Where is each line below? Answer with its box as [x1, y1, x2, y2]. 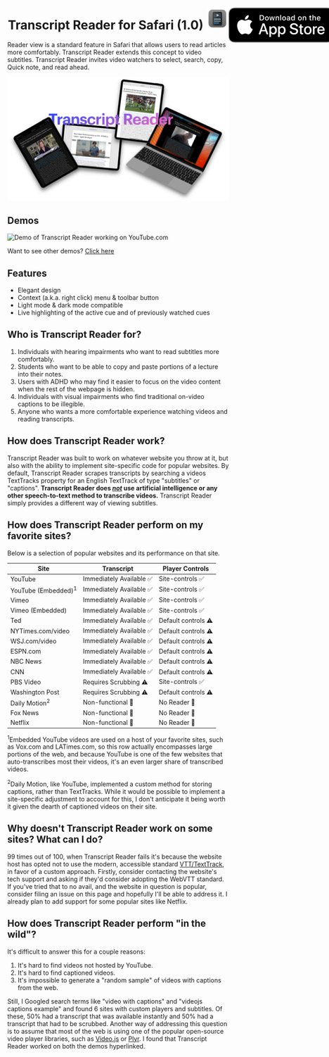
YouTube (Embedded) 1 [10, 585, 77, 595]
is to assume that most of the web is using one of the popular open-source [7, 1027, 224, 1035]
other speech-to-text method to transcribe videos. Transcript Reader [7, 491, 212, 500]
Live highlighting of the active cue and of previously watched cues [17, 308, 210, 317]
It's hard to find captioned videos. [17, 968, 116, 977]
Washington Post [10, 688, 60, 696]
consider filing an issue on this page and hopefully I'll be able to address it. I [7, 890, 228, 898]
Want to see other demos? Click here [7, 247, 115, 255]
